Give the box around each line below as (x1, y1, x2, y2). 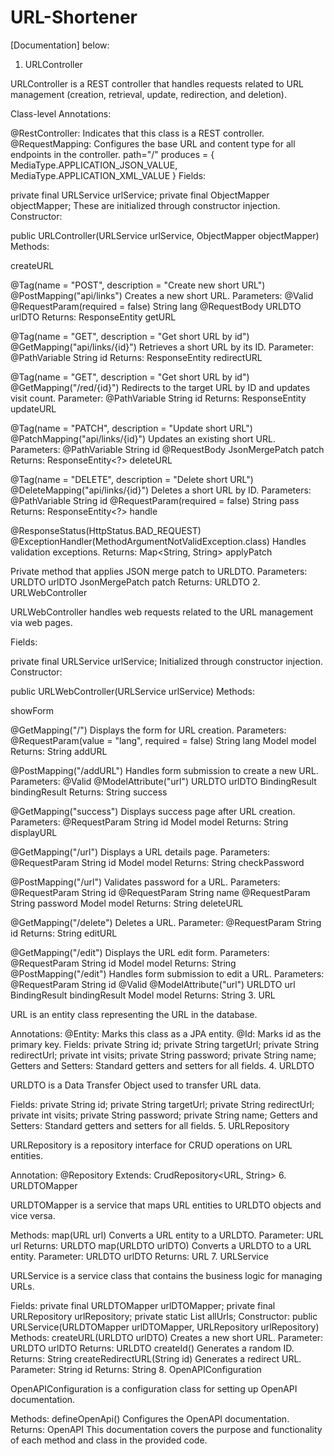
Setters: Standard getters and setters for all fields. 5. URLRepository (10, 1119, 290, 1131)
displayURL (10, 826, 58, 838)
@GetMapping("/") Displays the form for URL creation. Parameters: (10, 724, 287, 736)
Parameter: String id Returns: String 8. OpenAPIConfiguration (10, 1363, 262, 1375)
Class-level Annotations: (10, 107, 112, 120)
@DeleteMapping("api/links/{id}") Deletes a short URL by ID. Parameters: (10, 484, 312, 496)
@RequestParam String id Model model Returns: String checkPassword (10, 856, 305, 868)
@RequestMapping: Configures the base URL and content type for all (10, 137, 296, 150)
